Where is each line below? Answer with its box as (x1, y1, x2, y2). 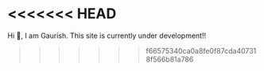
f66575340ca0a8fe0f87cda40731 (146, 46, 257, 55)
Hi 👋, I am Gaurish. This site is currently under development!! (7, 31, 207, 40)
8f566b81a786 (146, 54, 194, 64)
